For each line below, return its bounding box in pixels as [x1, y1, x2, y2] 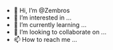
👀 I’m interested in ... [13, 14, 72, 22]
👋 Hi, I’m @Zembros [13, 7, 71, 14]
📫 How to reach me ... [13, 36, 77, 43]
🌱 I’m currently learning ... [13, 21, 87, 28]
